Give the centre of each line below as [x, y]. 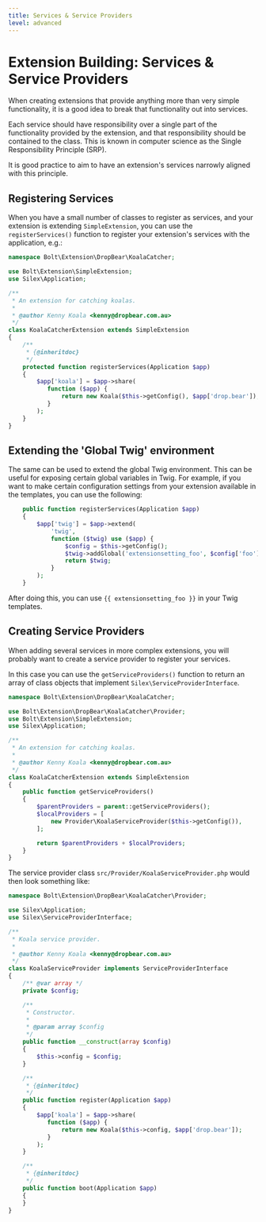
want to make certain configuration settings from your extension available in [132, 486]
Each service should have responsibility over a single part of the [113, 124]
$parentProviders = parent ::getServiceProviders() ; [124, 807]
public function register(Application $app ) [97, 1100]
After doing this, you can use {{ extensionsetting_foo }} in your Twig [123, 598]
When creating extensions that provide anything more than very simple [124, 101]
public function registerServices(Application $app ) [111, 509]
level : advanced [35, 23]
